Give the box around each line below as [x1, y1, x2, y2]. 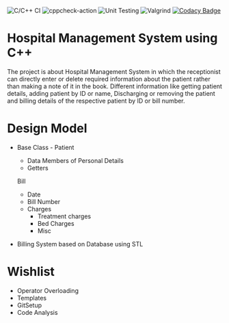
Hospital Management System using [7, 31, 218, 46]
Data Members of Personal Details [27, 156, 124, 164]
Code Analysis [16, 308, 58, 316]
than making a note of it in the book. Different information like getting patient [7, 82, 222, 90]
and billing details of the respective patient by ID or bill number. [7, 96, 186, 105]
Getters [27, 164, 49, 172]
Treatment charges [37, 212, 91, 220]
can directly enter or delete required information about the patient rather [7, 75, 211, 83]
